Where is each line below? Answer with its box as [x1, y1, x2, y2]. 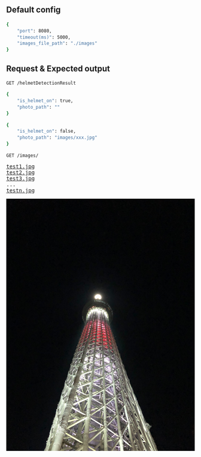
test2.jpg [6, 169, 35, 176]
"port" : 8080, [17, 28, 52, 34]
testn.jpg [6, 187, 35, 194]
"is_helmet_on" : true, [17, 97, 74, 104]
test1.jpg [6, 163, 35, 170]
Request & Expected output [6, 63, 111, 74]
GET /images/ [6, 153, 39, 159]
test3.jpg [6, 175, 35, 182]
